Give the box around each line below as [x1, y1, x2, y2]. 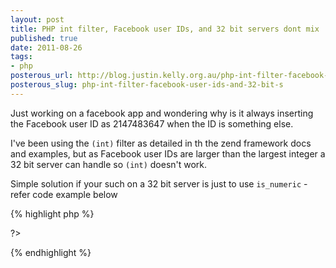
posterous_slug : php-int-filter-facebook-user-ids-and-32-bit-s [10, 80, 284, 90]
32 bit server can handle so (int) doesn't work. [10, 158, 208, 170]
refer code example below [10, 188, 118, 200]
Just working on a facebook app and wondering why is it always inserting [10, 107, 314, 119]
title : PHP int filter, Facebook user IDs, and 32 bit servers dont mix [10, 24, 320, 34]
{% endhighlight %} [10, 246, 92, 258]
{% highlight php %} [10, 207, 95, 220]
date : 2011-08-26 [10, 42, 83, 53]
